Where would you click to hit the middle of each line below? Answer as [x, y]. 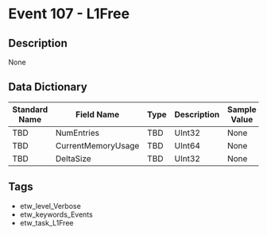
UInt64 [188, 145]
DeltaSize [73, 158]
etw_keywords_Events [56, 214]
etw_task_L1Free [46, 222]
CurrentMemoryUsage [97, 145]
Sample [242, 110]
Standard [30, 110]
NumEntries [77, 133]
